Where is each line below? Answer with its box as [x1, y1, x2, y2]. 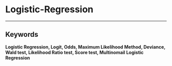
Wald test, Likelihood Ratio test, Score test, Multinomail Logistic [5, 49, 144, 55]
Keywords [5, 30, 38, 39]
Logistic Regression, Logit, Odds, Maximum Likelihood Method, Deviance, [5, 43, 165, 50]
